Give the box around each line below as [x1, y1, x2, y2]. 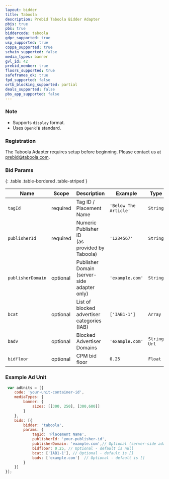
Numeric [76, 219, 97, 226]
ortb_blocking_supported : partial [5, 82, 78, 87]
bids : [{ [14, 418, 33, 423]
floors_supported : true [5, 68, 55, 73]
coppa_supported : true [5, 45, 53, 50]
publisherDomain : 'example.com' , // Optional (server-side [32, 441, 156, 446]
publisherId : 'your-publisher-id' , [32, 437, 107, 442]
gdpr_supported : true [5, 36, 51, 41]
